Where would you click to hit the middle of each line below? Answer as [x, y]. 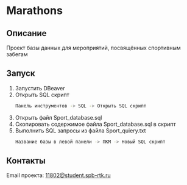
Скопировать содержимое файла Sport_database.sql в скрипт [96, 124]
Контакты [26, 160]
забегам [17, 54]
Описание [26, 33]
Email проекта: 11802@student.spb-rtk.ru [58, 175]
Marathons [34, 11]
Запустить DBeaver [40, 88]
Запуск [21, 74]
